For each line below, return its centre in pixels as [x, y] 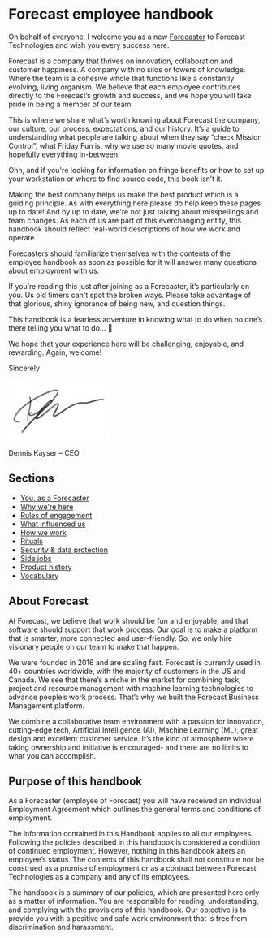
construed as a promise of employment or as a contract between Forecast [133, 868]
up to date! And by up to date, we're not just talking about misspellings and [134, 211]
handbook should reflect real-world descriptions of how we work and [125, 229]
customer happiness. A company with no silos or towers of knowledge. [127, 69]
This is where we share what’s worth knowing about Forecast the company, [134, 119]
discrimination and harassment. [61, 927]
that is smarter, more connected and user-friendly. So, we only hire [121, 638]
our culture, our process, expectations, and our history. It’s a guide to [124, 128]
